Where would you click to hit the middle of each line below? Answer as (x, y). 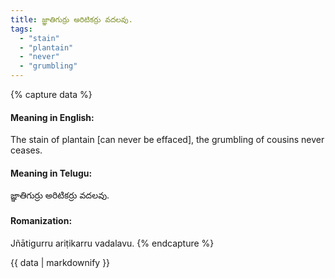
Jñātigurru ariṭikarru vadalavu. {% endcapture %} (112, 243)
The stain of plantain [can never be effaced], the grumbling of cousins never (167, 140)
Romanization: (41, 220)
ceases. (26, 150)
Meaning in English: (52, 117)
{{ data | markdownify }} (60, 262)
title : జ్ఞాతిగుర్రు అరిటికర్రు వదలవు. (71, 19)
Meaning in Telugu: (51, 173)
